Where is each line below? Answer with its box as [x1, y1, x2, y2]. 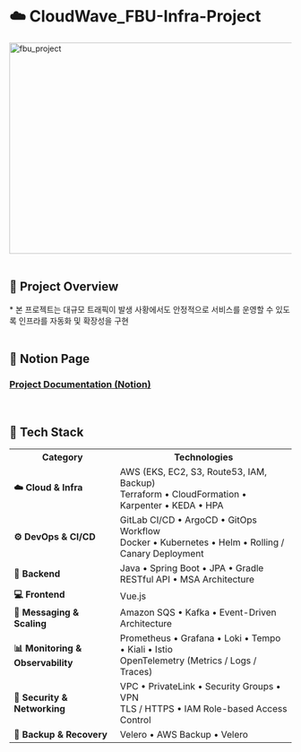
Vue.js [119, 590, 147, 602]
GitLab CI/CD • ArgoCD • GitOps [119, 514, 257, 526]
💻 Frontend [13, 588, 65, 601]
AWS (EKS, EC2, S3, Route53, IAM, [119, 466, 267, 479]
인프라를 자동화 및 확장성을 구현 [18, 315, 129, 326]
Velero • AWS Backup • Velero [119, 729, 249, 741]
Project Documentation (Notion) [9, 378, 151, 391]
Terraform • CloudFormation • [119, 488, 247, 501]
